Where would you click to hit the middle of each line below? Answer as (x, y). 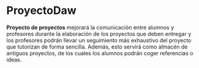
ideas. (14, 59)
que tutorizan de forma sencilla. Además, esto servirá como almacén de (97, 47)
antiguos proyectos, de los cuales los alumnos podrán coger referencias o (100, 53)
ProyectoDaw (41, 11)
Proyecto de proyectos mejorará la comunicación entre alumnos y (90, 27)
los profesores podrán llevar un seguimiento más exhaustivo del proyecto (99, 40)
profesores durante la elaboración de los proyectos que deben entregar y (99, 33)
